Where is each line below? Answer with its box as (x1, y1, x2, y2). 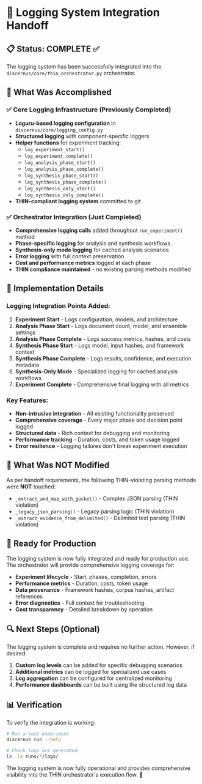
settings (15, 329, 36, 336)
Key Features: (6, 396, 49, 405)
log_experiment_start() (24, 146, 85, 152)
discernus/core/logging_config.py (15, 127, 103, 133)
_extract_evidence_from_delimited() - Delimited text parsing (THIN (15, 514, 186, 521)
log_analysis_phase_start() (24, 159, 96, 166)
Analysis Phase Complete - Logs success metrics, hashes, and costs (15, 335, 191, 342)
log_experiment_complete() (24, 153, 93, 159)
